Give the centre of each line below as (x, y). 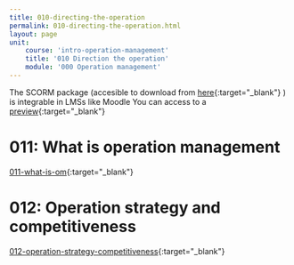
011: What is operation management (145, 147)
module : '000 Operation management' (94, 68)
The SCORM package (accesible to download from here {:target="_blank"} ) (148, 92)
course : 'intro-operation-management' (97, 51)
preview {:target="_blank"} (57, 111)
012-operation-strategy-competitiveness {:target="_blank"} (117, 251)
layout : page (33, 34)
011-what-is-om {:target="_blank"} (71, 172)
